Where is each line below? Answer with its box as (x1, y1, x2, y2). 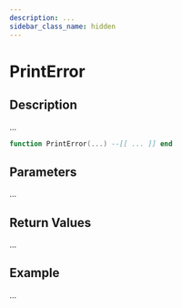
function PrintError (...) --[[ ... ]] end (9, 139, 173, 149)
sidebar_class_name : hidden (9, 22, 116, 31)
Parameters (9, 164, 77, 180)
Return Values (9, 215, 92, 231)
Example (9, 265, 60, 281)
